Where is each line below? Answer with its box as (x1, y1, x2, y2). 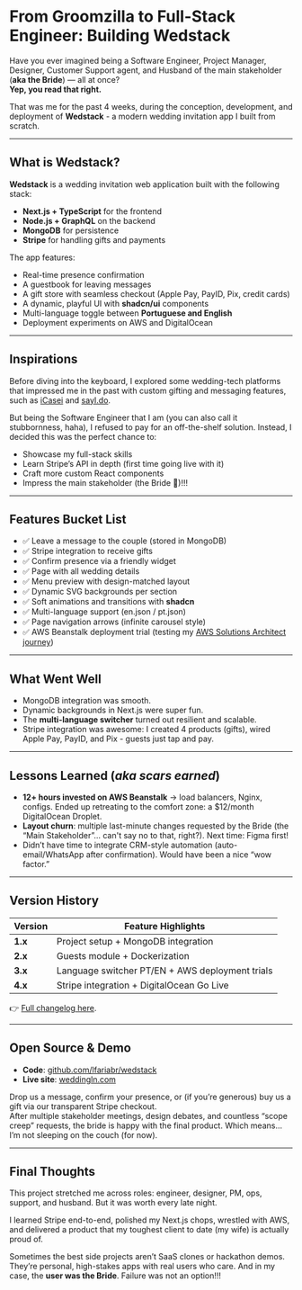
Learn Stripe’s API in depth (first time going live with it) (22, 458, 225, 469)
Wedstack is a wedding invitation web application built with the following (9, 178, 280, 190)
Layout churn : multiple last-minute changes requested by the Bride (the (22, 820, 289, 831)
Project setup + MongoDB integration (57, 935, 214, 947)
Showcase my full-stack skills (22, 448, 133, 460)
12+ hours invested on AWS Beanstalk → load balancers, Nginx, (22, 792, 262, 802)
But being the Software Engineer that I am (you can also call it (9, 412, 238, 423)
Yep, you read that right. (9, 84, 102, 94)
